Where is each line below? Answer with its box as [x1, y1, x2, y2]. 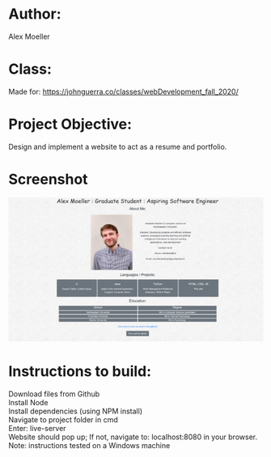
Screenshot [8, 171, 88, 188]
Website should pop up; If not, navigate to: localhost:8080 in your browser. [8, 432, 257, 442]
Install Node [8, 397, 49, 407]
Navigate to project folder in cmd [8, 414, 119, 425]
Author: [8, 5, 62, 23]
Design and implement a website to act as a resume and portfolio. [8, 142, 227, 151]
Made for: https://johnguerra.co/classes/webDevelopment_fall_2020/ [8, 87, 239, 96]
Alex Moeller [8, 32, 50, 41]
